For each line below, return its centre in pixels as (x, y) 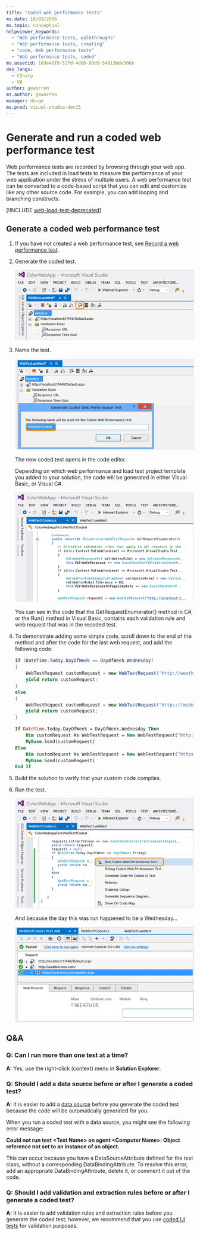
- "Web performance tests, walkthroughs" (64, 38)
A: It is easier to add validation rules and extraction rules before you (89, 1213)
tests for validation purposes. (42, 1226)
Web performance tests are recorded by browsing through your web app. (96, 167)
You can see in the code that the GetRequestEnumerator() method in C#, (104, 612)
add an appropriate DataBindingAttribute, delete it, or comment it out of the (98, 1171)
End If (23, 767)
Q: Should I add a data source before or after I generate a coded (100, 1084)
